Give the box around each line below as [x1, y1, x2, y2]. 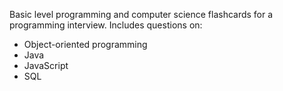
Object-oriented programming [23, 39, 148, 50]
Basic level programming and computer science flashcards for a [9, 9, 274, 20]
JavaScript [23, 60, 69, 71]
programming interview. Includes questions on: [9, 19, 203, 31]
